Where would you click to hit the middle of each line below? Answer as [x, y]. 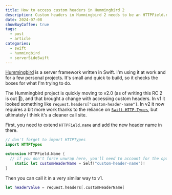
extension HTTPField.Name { [35, 154]
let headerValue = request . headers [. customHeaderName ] [65, 187]
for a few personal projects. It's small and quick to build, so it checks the [82, 78]
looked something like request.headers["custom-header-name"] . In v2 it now [85, 104]
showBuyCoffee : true [27, 24]
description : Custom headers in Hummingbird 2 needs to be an [73, 15]
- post [17, 34]
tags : [11, 29]
